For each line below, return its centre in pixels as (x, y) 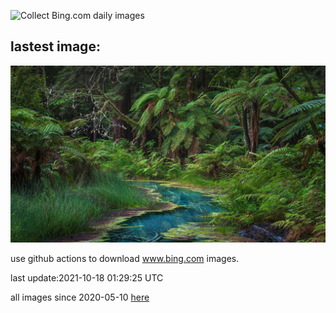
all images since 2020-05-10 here (80, 297)
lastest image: (55, 46)
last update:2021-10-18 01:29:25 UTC (87, 278)
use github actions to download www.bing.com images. (125, 259)
